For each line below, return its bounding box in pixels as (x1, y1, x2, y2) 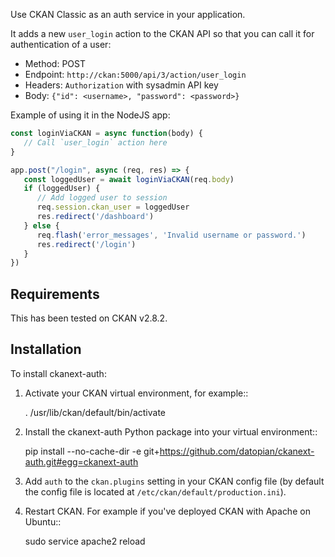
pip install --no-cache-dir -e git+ (24, 445, 160, 457)
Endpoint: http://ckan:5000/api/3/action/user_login (24, 69, 247, 80)
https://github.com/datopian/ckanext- (159, 445, 315, 457)
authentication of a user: (10, 39, 112, 50)
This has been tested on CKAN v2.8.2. (10, 312, 168, 324)
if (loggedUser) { (23, 184, 101, 194)
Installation (10, 341, 82, 358)
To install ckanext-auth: (10, 367, 107, 379)
